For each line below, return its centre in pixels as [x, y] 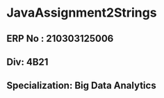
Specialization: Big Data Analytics [82, 86]
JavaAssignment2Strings [82, 13]
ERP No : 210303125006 [60, 39]
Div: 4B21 [27, 62]
